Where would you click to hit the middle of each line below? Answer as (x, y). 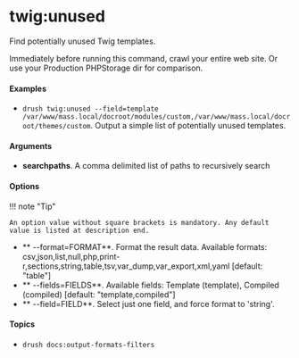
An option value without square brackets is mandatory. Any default (139, 222)
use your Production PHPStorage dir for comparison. (106, 68)
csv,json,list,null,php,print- (71, 256)
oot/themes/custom (56, 127)
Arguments (31, 146)
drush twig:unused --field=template (90, 109)
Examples (28, 88)
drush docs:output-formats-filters (88, 345)
